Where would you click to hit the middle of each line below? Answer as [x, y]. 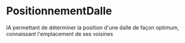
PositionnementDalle [59, 11]
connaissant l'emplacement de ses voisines [60, 33]
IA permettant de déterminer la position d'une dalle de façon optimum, [92, 27]
